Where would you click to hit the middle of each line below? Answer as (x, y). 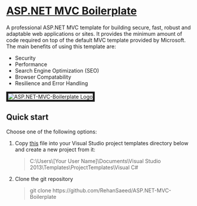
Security (25, 58)
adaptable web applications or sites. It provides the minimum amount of (94, 33)
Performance (31, 64)
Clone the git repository (44, 179)
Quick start (27, 117)
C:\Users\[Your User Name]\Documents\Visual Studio (95, 161)
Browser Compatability (43, 77)
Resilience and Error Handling (51, 83)
